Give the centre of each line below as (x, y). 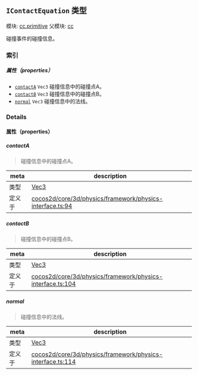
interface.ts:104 (54, 284)
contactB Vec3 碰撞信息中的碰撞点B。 (60, 94)
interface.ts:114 (54, 362)
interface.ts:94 (52, 206)
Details (16, 117)
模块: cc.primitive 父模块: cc (40, 26)
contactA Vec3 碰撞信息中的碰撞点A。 (60, 86)
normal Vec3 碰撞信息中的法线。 (53, 101)
